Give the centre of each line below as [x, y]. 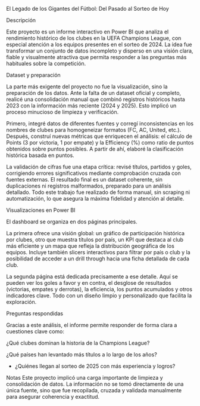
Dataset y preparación [33, 75]
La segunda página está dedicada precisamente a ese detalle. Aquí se [92, 276]
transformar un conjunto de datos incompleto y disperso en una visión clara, [100, 51]
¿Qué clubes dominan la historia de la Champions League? [78, 343]
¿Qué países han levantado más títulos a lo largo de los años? [82, 354]
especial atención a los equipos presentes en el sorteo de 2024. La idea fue [99, 44]
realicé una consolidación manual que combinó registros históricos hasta [96, 99]
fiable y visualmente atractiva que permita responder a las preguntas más [96, 57]
